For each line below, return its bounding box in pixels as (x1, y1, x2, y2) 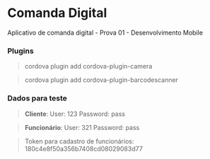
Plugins (7, 46, 34, 56)
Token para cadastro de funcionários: (24, 136, 134, 146)
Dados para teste (7, 93, 67, 103)
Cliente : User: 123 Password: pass (24, 110, 126, 118)
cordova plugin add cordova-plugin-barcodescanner (24, 76, 179, 84)
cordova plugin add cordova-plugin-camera (24, 62, 153, 71)
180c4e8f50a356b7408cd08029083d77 (24, 144, 143, 153)
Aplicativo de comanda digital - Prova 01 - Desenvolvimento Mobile (7, 28, 204, 37)
